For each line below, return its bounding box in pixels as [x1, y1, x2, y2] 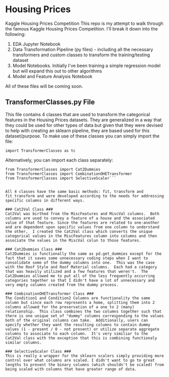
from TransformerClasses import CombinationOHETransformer [5, 171, 133, 176]
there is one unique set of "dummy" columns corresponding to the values [5, 313, 164, 318]
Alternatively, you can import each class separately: [5, 157, 113, 163]
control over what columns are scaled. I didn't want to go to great [5, 358, 155, 363]
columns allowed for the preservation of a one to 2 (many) [5, 304, 135, 310]
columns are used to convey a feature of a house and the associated [5, 216, 155, 221]
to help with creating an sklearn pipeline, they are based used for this [5, 127, 150, 133]
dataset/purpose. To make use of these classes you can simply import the [5, 133, 160, 139]
